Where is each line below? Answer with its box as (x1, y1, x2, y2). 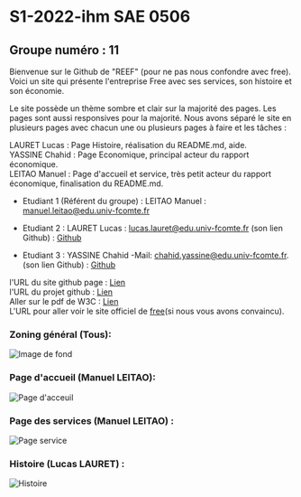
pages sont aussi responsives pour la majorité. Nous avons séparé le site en (9, 113, 292, 123)
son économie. (9, 86, 65, 96)
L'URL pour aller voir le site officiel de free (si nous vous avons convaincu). (9, 305, 285, 316)
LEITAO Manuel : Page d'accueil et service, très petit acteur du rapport (9, 169, 272, 179)
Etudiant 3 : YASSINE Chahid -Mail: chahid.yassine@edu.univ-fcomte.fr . (22, 250, 289, 260)
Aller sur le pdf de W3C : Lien (9, 296, 119, 306)
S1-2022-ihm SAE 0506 (9, 6, 191, 27)
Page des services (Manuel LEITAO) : (9, 414, 174, 427)
